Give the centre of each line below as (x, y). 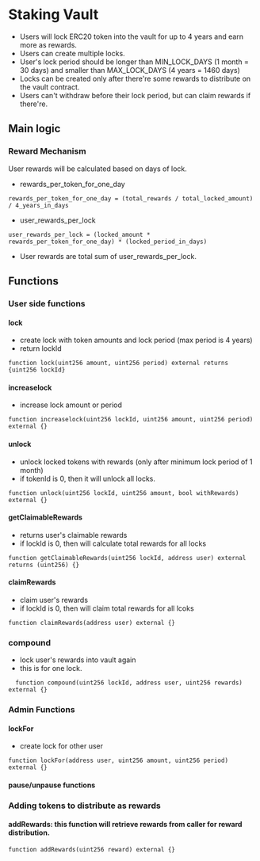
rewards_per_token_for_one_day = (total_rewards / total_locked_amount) (131, 198)
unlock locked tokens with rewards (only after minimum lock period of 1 (136, 462)
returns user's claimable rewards (73, 535)
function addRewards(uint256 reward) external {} (92, 850)
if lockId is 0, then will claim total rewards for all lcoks (107, 608)
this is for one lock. (51, 669)
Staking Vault (54, 15)
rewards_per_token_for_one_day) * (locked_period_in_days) (108, 242)
